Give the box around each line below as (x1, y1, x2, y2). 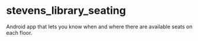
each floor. (6, 29, 33, 36)
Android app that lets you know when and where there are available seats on (6, 23, 193, 30)
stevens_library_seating (6, 4, 126, 17)
